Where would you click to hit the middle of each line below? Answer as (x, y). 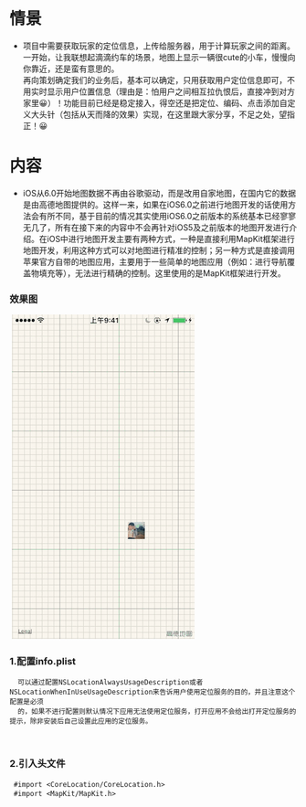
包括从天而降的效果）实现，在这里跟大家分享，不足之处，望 (175, 114)
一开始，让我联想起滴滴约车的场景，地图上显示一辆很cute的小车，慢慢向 (159, 57)
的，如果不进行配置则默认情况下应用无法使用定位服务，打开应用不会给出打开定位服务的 (157, 712)
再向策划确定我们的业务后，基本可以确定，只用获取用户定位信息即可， (155, 80)
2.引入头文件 (37, 764)
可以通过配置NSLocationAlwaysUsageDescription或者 (111, 683)
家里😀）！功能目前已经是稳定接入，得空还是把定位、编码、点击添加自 (155, 102)
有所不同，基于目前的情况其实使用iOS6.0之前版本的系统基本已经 (159, 216)
